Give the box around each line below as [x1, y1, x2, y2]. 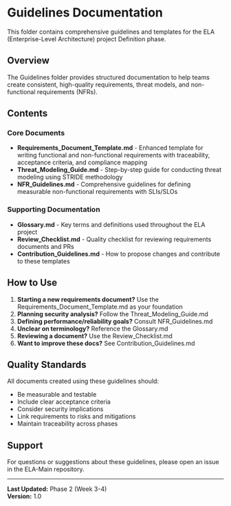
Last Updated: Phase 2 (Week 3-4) [7, 485, 107, 493]
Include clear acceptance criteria [16, 397, 111, 406]
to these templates [16, 256, 70, 265]
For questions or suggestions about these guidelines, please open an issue [7, 458, 219, 466]
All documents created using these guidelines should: [7, 377, 159, 386]
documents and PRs [16, 242, 74, 250]
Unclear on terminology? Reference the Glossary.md [16, 324, 168, 333]
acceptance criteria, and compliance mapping [16, 158, 148, 166]
